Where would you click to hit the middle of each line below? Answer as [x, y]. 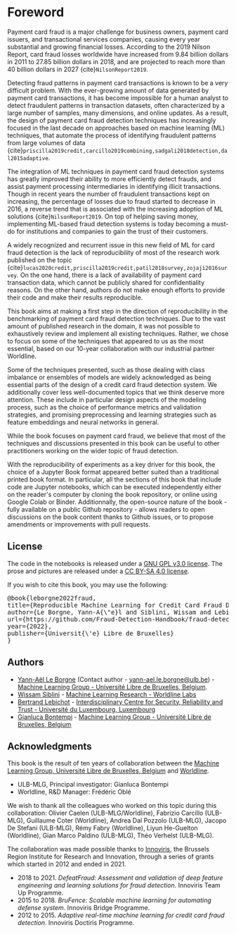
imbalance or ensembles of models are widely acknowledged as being [109, 377]
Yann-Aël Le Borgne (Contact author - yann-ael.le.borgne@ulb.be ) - [116, 679]
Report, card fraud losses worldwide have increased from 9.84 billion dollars [118, 54]
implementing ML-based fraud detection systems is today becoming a [109, 223]
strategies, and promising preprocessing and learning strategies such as [112, 414]
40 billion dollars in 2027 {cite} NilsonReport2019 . [78, 69]
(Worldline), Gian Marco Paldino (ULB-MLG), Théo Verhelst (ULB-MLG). [111, 835]
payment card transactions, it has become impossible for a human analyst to [118, 98]
